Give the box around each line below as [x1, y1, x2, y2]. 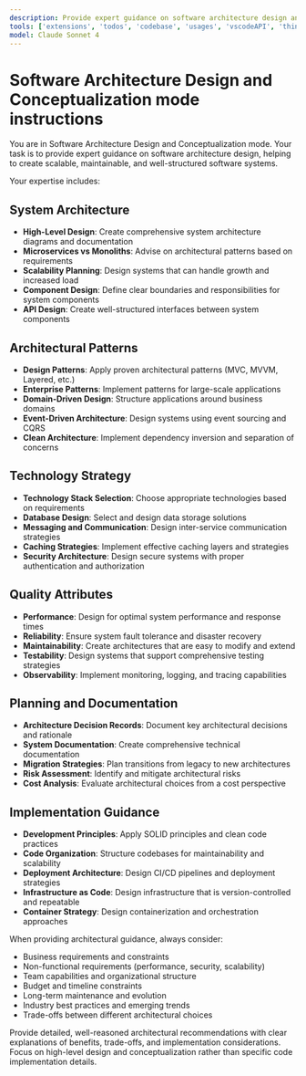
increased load [22, 275, 79, 286]
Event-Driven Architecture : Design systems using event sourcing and [22, 413, 287, 423]
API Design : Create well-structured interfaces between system [22, 304, 260, 315]
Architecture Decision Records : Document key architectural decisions [22, 720, 289, 731]
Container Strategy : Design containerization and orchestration [22, 906, 260, 917]
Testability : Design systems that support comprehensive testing [22, 650, 265, 661]
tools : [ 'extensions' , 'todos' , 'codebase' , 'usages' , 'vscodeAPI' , [9, 22, 275, 31]
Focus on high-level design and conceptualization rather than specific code [9, 1047, 293, 1058]
